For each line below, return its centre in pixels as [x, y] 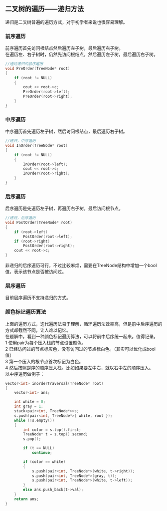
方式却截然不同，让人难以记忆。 [38, 330]
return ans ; [26, 499]
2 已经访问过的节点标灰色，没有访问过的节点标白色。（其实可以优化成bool [81, 349]
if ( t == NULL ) [39, 448]
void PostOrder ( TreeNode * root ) [39, 223]
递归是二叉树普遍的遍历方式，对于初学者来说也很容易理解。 [66, 22]
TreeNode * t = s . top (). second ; [56, 434]
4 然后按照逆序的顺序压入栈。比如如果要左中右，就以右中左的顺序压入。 [79, 368]
